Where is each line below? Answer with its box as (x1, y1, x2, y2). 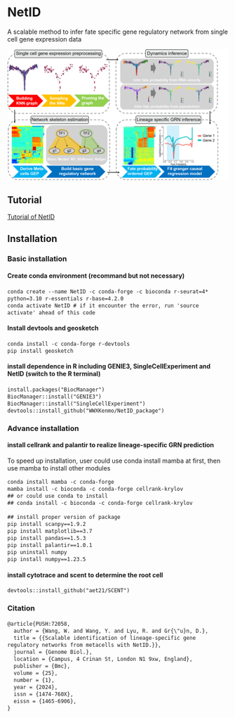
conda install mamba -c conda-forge (7, 479, 114, 486)
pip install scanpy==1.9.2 (7, 521, 86, 528)
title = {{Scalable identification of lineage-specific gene (13, 634, 196, 641)
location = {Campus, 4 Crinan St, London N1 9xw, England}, (13, 655, 193, 662)
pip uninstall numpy (7, 549, 68, 556)
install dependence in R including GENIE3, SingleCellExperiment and (7, 362, 211, 371)
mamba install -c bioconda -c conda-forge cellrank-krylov (7, 486, 184, 493)
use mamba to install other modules (7, 464, 111, 473)
